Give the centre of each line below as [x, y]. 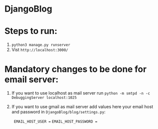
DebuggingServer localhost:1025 [44, 98]
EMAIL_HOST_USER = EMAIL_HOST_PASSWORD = [56, 122]
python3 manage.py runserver [41, 45]
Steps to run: [31, 31]
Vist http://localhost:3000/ [40, 50]
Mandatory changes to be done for [76, 69]
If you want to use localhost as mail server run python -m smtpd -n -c [81, 93]
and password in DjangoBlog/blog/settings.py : [58, 112]
